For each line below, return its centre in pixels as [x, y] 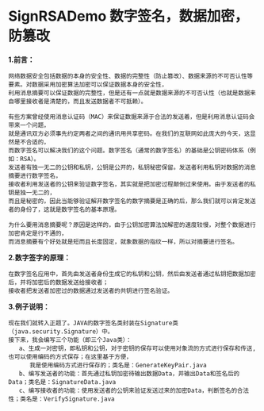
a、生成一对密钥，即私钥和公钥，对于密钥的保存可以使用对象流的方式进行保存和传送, [137, 348]
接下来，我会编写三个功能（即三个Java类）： [70, 340]
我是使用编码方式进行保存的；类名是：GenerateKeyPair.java [118, 365]
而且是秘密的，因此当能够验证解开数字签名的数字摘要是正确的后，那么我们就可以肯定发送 [132, 201]
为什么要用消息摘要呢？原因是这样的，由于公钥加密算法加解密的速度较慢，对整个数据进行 [132, 225]
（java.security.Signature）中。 [61, 331]
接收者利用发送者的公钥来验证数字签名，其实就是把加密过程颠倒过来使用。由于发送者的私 [132, 184]
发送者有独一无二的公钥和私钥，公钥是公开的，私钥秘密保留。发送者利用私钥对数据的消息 [132, 167]
